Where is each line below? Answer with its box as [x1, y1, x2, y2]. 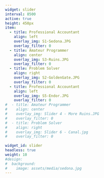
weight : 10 [5, 152, 27, 157]
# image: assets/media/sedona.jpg [5, 166, 82, 171]
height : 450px [5, 20, 34, 26]
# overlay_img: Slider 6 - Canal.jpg [5, 130, 89, 135]
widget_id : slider [5, 143, 42, 148]
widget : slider [5, 7, 36, 12]
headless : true [5, 148, 36, 153]
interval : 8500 [5, 12, 36, 17]
